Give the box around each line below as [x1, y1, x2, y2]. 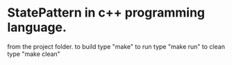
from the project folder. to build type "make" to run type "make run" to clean [7, 42, 226, 50]
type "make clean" [7, 50, 60, 58]
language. [7, 19, 67, 35]
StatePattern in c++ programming [7, 5, 206, 21]
